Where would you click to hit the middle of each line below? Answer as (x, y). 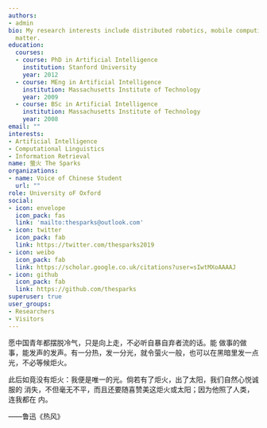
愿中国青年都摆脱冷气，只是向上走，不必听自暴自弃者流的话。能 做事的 (124, 342)
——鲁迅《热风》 (36, 416)
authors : (23, 16)
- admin (21, 23)
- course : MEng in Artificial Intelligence (88, 82)
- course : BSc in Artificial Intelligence (87, 104)
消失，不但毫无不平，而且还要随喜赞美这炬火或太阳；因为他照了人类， (139, 389)
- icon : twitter (35, 230)
